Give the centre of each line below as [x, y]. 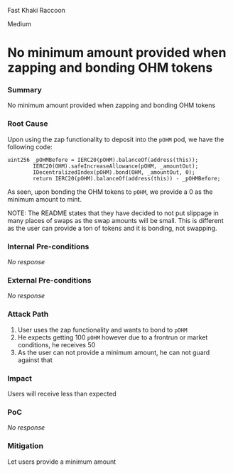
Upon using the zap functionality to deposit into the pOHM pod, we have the [116, 139]
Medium [20, 24]
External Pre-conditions [49, 280]
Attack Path [28, 314]
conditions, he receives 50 [56, 344]
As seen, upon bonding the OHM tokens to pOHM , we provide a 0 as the [110, 192]
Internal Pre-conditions [48, 246]
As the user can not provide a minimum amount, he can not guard [114, 352]
